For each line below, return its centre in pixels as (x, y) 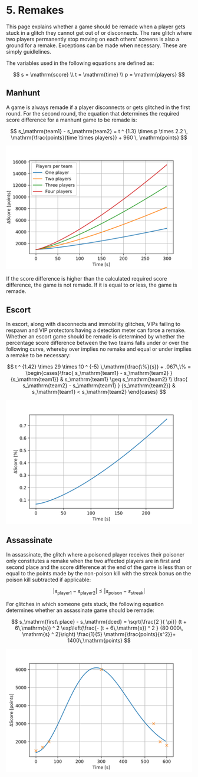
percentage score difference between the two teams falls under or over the (98, 343)
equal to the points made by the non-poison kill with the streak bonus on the (99, 573)
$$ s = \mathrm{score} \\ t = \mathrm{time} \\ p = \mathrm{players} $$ (99, 74)
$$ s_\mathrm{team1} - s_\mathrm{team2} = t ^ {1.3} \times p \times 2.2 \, (99, 131)
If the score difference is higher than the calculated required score (87, 279)
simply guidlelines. (29, 51)
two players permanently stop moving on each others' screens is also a (93, 39)
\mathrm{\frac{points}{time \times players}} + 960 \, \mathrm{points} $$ (99, 137)
